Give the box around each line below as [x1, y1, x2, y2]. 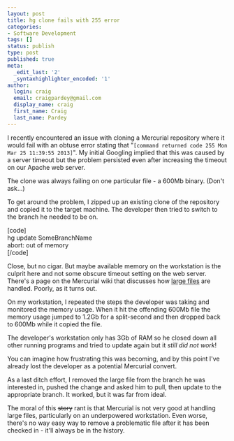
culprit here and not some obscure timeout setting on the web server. [7, 269, 207, 277]
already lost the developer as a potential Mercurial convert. [7, 361, 177, 370]
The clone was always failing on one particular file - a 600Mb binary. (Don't [7, 176, 225, 185]
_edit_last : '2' [13, 68, 61, 75]
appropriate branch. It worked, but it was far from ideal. [7, 390, 167, 398]
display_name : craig [13, 101, 73, 108]
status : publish [7, 43, 54, 50]
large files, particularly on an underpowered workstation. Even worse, [7, 411, 208, 419]
